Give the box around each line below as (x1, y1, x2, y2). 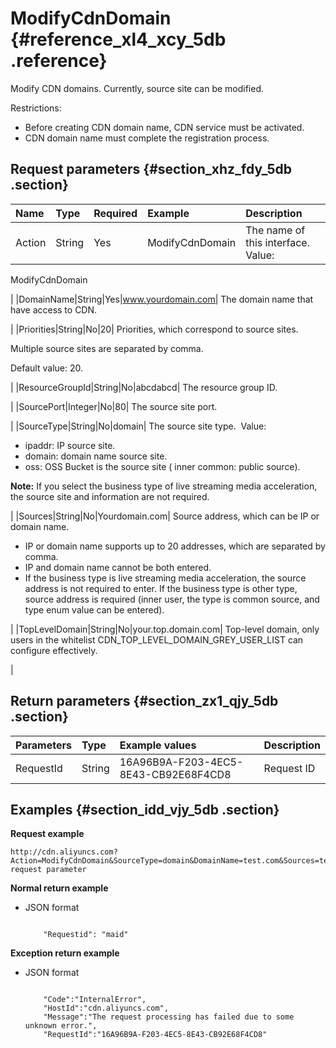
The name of (245, 223, 306, 237)
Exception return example (10, 947, 120, 959)
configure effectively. (10, 644, 98, 656)
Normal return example (10, 882, 109, 894)
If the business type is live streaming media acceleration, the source (24, 572, 307, 584)
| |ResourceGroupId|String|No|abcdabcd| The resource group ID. (10, 381, 278, 393)
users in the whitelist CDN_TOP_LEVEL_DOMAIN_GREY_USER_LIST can (10, 633, 304, 646)
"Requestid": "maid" (43, 930, 129, 940)
